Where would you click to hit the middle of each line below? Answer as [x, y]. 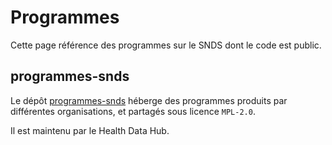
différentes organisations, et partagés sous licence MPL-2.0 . [133, 111]
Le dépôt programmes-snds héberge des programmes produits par [149, 100]
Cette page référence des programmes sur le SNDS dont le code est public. [166, 45]
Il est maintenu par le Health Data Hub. [90, 130]
